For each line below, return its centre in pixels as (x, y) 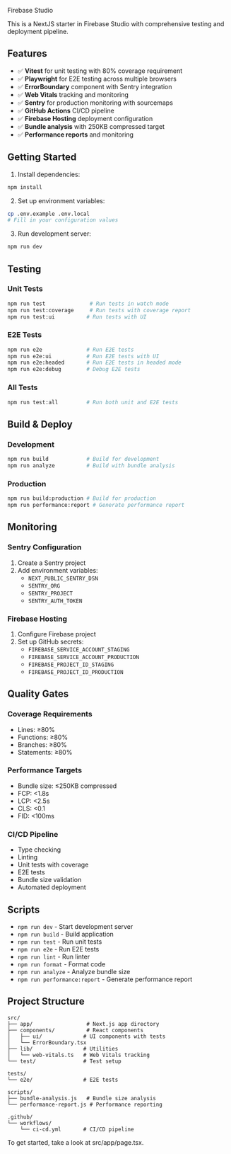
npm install (25, 187)
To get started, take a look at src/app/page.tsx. (76, 1142)
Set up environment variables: (61, 200)
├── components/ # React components (75, 1030)
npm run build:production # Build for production (82, 498)
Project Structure (46, 1001)
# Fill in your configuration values (63, 220)
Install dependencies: (49, 174)
